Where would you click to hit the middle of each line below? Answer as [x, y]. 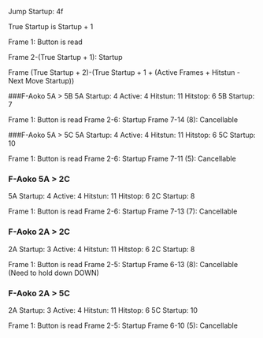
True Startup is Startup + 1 [51, 26]
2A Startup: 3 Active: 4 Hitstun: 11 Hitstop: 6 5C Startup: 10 [103, 310]
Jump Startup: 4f [36, 11]
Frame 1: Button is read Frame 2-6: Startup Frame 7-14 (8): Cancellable [123, 120]
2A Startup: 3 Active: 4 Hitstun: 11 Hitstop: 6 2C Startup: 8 [102, 249]
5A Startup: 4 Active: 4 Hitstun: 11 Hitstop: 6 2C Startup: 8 [102, 196]
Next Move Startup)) [41, 81]
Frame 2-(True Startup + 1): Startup [66, 57]
